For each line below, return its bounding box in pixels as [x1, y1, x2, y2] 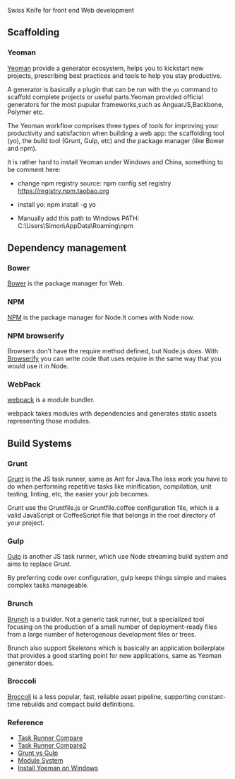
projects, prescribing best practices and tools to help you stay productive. [7, 71, 222, 80]
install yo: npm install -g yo [17, 200, 97, 208]
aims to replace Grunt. [7, 559, 72, 569]
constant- [197, 692, 226, 700]
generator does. [7, 659, 54, 667]
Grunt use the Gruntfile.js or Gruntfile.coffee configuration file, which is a [7, 503, 219, 512]
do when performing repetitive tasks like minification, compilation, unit [7, 482, 212, 491]
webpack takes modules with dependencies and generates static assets [7, 409, 217, 418]
